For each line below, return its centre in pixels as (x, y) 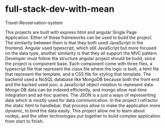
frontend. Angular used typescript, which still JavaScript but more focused (81, 48)
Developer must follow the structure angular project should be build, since (80, 58)
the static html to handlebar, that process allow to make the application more (83, 105)
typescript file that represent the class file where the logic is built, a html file (82, 69)
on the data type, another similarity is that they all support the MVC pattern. (82, 53)
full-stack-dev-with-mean (60, 9)
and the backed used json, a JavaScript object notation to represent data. (80, 84)
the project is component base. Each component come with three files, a (79, 64)
